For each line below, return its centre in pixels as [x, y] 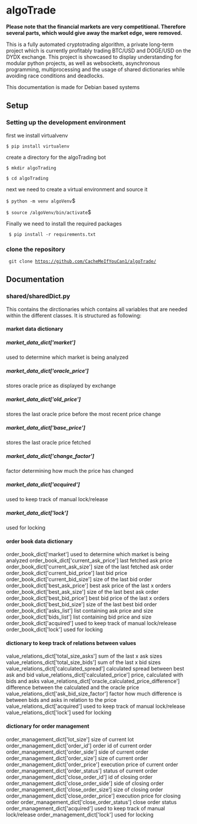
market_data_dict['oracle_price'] [48, 371]
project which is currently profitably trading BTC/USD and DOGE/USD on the [98, 50]
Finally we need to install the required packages [64, 223]
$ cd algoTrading [27, 178]
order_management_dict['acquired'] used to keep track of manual [86, 808]
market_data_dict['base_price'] [46, 427]
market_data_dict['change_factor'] [50, 456]
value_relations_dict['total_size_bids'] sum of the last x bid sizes [84, 662]
